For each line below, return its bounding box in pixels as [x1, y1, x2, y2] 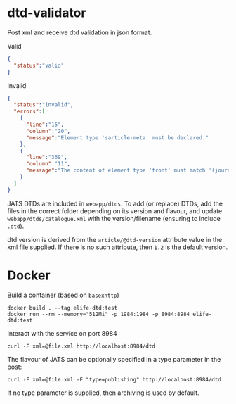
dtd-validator [7, 5, 86, 21]
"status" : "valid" [13, 62, 65, 69]
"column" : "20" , [25, 127, 71, 134]
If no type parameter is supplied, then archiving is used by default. [7, 389, 199, 397]
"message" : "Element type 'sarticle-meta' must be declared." [25, 134, 209, 141]
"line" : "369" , [25, 153, 68, 161]
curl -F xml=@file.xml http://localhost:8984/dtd [7, 343, 156, 350]
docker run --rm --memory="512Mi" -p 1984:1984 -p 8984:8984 [7, 310, 190, 317]
